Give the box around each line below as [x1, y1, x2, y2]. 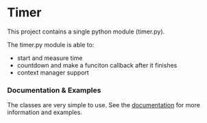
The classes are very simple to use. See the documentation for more [7, 101, 201, 109]
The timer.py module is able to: [7, 40, 95, 49]
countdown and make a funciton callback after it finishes [16, 61, 178, 69]
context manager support [16, 68, 89, 77]
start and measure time [16, 53, 83, 62]
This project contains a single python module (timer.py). [7, 27, 165, 36]
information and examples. [7, 108, 82, 117]
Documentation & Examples [7, 85, 101, 95]
